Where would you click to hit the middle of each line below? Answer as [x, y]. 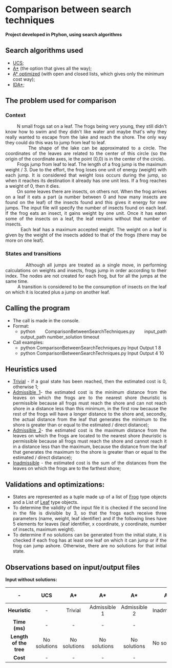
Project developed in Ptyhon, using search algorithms [63, 34]
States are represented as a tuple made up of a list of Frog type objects [90, 497]
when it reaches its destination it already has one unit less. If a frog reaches [86, 181]
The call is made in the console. [46, 320]
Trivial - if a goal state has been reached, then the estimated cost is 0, [90, 382]
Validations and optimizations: [55, 484]
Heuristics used [31, 369]
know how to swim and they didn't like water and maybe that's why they [86, 132]
